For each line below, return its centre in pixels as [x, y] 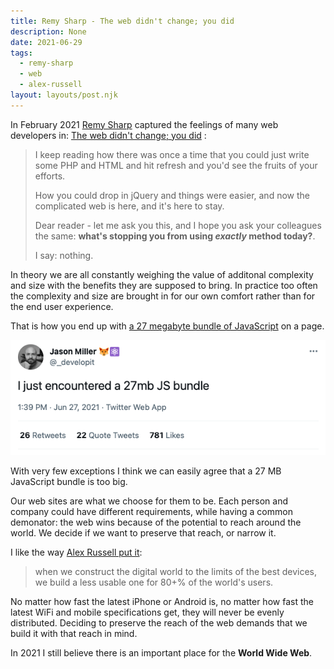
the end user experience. [62, 306]
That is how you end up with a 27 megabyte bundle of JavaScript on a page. [167, 326]
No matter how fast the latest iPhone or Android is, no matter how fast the [162, 602]
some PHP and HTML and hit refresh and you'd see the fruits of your [176, 165]
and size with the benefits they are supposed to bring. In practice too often [164, 285]
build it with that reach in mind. [74, 634]
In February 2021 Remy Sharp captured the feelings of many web [144, 124]
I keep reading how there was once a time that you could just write [172, 154]
